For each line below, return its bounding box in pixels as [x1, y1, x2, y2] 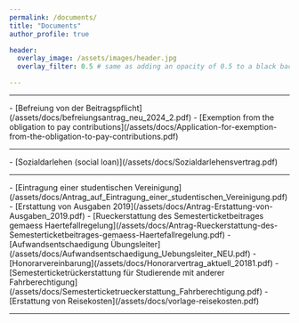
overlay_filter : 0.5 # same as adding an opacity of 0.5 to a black [17, 62, 277, 71]
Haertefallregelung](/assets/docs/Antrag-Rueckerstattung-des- [44, 220, 279, 230]
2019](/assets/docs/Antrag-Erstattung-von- [112, 201, 273, 212]
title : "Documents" [9, 21, 82, 30]
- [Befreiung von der [9, 103, 85, 113]
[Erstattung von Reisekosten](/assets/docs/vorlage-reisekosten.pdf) [9, 295, 260, 306]
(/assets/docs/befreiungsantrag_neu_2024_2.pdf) [9, 112, 192, 123]
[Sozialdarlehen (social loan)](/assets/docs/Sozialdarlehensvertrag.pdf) [14, 157, 279, 167]
